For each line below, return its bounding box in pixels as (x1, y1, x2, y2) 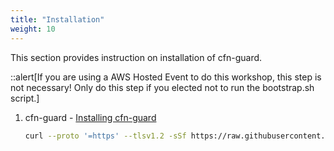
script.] (10, 92, 40, 104)
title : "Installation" (10, 14, 105, 25)
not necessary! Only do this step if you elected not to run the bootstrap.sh (10, 81, 315, 93)
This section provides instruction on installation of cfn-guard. (10, 51, 263, 63)
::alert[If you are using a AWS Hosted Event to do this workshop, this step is (10, 71, 322, 83)
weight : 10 (10, 24, 56, 34)
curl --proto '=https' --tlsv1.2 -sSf (24, 131, 187, 141)
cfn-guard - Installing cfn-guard (24, 111, 157, 123)
